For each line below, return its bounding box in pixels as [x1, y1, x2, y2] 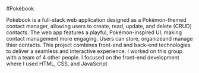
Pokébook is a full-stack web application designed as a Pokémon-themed [6, 16, 187, 23]
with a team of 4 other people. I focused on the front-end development [6, 54, 179, 61]
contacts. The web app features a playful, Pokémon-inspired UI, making [6, 29, 182, 36]
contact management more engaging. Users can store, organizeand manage [6, 35, 193, 42]
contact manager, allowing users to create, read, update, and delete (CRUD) [6, 23, 192, 29]
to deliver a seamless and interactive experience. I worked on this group [6, 48, 183, 55]
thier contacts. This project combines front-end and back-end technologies [6, 41, 191, 48]
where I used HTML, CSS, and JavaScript [6, 60, 108, 67]
